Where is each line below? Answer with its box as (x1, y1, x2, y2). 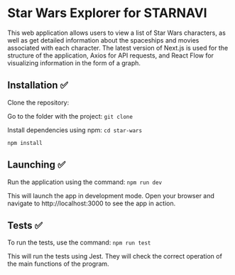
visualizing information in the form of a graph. (7, 58, 141, 67)
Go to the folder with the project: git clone (7, 112, 133, 120)
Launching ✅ (7, 158, 66, 171)
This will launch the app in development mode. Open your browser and (7, 191, 215, 200)
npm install (7, 139, 43, 146)
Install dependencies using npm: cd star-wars (7, 126, 143, 134)
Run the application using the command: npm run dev (7, 178, 162, 186)
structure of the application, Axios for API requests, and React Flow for (7, 51, 214, 60)
